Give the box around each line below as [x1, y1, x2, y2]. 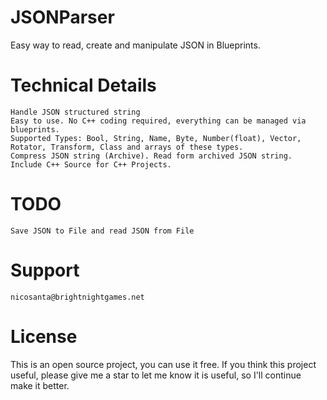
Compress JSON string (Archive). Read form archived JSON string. [10, 151, 293, 161]
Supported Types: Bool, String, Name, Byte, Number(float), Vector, [10, 133, 302, 143]
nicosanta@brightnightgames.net [10, 292, 145, 302]
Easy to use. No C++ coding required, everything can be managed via [10, 116, 307, 126]
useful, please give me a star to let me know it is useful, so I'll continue [10, 369, 302, 381]
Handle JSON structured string [10, 107, 141, 117]
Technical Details [10, 74, 157, 97]
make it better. [10, 379, 70, 391]
